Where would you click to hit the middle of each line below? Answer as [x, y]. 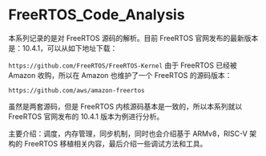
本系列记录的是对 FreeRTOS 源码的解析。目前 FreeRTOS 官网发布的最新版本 [133, 38]
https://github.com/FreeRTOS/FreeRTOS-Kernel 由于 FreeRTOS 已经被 [123, 65]
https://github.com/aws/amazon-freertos [77, 90]
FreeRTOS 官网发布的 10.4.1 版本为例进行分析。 [86, 116]
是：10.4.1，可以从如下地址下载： [63, 48]
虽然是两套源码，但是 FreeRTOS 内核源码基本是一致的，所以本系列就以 [125, 106]
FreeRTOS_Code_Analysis [97, 15]
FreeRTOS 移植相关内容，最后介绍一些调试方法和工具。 [115, 143]
